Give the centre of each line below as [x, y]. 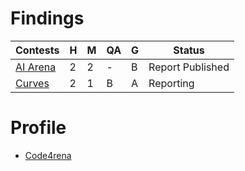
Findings [47, 18]
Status [189, 50]
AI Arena [36, 67]
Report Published [189, 67]
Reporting [171, 83]
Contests [37, 50]
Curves [32, 83]
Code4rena [48, 155]
